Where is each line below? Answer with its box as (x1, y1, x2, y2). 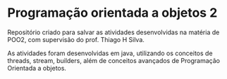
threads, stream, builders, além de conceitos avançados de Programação (7, 56, 221, 64)
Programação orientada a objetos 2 (7, 5, 218, 21)
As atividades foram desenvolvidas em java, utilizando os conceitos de (7, 49, 213, 57)
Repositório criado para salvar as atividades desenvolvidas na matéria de (7, 28, 220, 36)
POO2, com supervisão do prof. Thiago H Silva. (7, 35, 145, 43)
